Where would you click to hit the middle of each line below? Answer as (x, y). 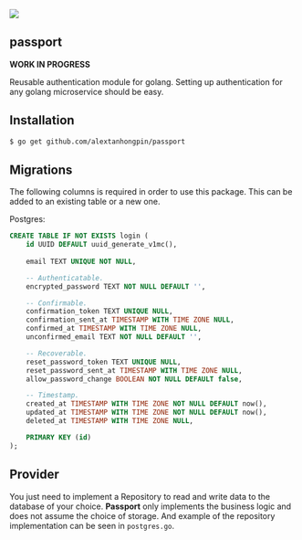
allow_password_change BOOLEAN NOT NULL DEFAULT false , (135, 379)
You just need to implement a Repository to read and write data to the (140, 496)
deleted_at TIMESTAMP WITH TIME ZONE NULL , (110, 421)
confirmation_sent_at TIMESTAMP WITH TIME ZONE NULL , (130, 320)
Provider (34, 475)
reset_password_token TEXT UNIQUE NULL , (104, 362)
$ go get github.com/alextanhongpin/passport (97, 142)
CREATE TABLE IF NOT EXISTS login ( (79, 236)
